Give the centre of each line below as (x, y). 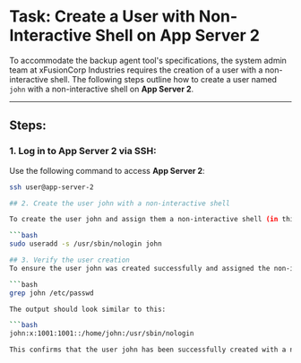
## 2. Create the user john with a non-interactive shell (120, 203)
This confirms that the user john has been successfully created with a (148, 350)
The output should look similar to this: (88, 309)
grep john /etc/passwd (52, 293)
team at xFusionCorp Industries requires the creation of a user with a (136, 70)
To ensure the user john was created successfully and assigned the (140, 268)
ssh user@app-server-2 (52, 187)
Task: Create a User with (102, 17)
